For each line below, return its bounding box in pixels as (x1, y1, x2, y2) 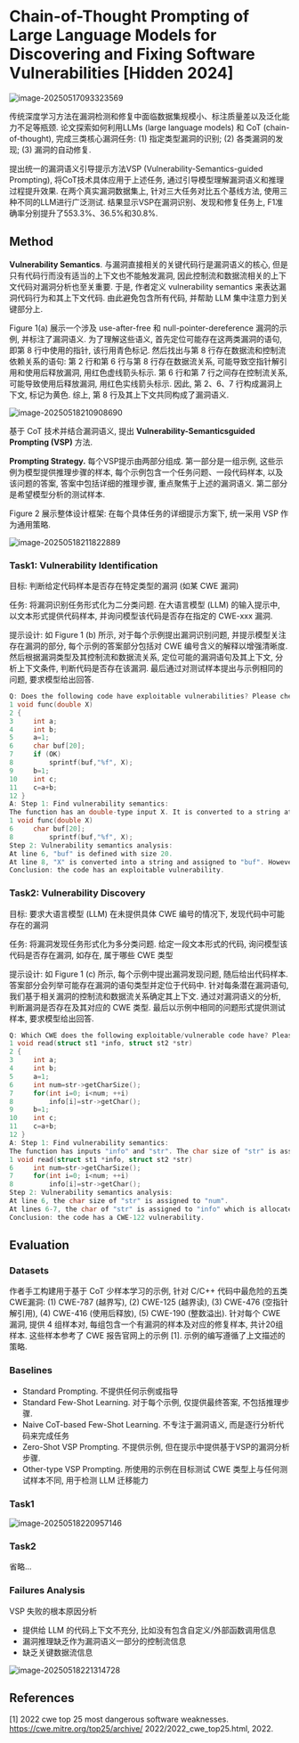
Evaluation (9, 1238, 69, 1253)
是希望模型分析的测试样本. (9, 488, 106, 500)
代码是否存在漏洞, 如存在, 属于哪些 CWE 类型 (9, 949, 174, 960)
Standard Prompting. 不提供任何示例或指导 (21, 1386, 179, 1396)
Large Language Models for (9, 25, 217, 45)
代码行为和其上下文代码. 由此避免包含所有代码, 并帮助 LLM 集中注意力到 (16, 292, 280, 303)
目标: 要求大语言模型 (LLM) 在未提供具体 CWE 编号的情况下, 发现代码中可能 (9, 908, 285, 919)
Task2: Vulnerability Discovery (9, 887, 146, 899)
